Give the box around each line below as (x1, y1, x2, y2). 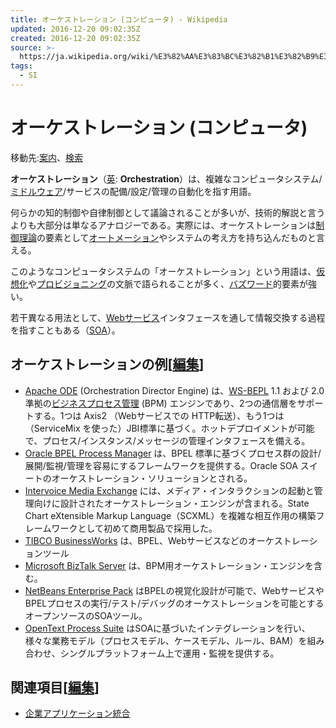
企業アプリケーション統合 (24, 707, 131, 720)
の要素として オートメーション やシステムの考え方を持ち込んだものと (36, 231, 317, 243)
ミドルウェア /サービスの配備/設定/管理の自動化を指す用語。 (10, 185, 257, 197)
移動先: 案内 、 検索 (10, 151, 84, 163)
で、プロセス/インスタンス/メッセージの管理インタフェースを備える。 (24, 434, 311, 446)
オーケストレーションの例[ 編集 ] (10, 356, 205, 373)
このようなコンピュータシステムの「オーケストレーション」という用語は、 (10, 265, 317, 277)
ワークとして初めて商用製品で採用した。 (51, 522, 218, 534)
